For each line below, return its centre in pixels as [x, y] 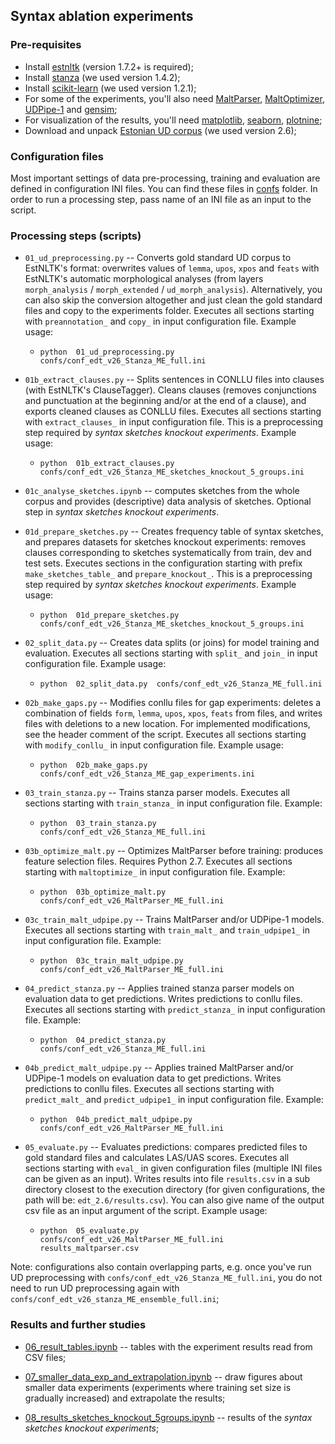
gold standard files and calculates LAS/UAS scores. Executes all [157, 1158]
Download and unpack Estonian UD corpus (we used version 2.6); [160, 130]
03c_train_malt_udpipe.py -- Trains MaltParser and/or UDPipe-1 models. [174, 920]
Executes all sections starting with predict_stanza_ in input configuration [175, 1010]
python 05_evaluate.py [89, 1231]
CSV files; [45, 1357]
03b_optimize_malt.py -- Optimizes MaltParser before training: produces [174, 851]
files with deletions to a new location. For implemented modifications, [167, 724]
